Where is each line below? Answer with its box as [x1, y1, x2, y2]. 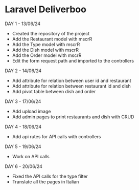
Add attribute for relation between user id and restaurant [12, 77, 131, 83]
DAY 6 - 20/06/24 [5, 163, 43, 170]
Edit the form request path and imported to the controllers [12, 57, 134, 64]
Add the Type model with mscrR [12, 41, 80, 47]
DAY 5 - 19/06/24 [5, 143, 41, 150]
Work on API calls [12, 153, 50, 159]
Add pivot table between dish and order [12, 88, 96, 94]
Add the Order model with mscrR [12, 52, 82, 58]
